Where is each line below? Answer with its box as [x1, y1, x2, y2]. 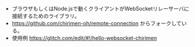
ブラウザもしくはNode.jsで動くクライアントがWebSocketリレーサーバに [11, 5, 190, 12]
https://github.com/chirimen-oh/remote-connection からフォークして [11, 20, 182, 26]
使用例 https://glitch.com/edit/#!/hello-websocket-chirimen [11, 35, 157, 41]
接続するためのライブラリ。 [11, 12, 81, 19]
